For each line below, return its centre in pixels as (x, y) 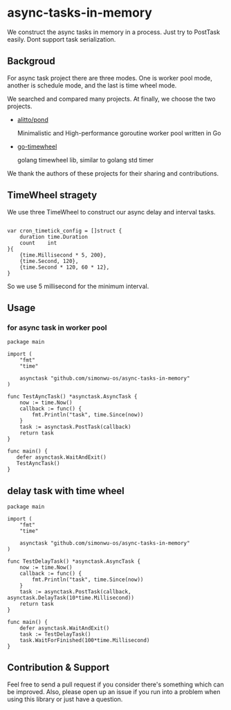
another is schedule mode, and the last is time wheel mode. (92, 85)
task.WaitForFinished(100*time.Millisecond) (85, 641)
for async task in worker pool (57, 328)
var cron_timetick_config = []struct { (65, 230)
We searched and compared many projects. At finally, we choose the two (111, 99)
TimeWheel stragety (52, 195)
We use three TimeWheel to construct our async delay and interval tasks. (111, 212)
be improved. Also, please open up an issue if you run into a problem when (114, 691)
